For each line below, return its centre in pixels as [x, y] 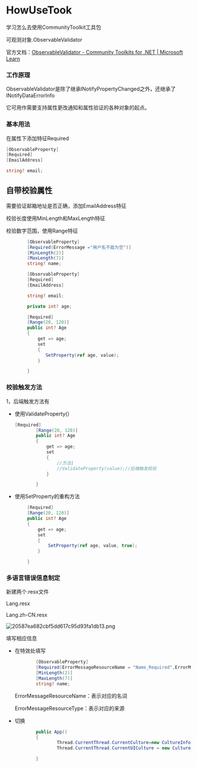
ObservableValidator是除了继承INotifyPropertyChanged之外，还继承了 [91, 89]
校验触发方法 [24, 387]
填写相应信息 [21, 638]
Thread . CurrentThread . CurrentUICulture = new [113, 748]
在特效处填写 [30, 651]
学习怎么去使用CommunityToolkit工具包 [54, 27]
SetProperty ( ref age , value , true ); [93, 546]
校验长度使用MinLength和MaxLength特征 [56, 218]
